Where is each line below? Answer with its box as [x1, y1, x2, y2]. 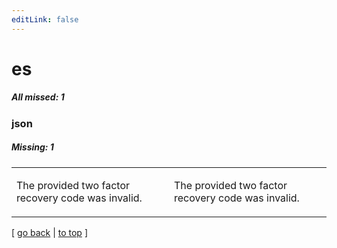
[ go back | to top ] [11, 226, 88, 238]
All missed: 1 [11, 91, 65, 103]
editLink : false [11, 14, 79, 25]
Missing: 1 [11, 141, 54, 153]
